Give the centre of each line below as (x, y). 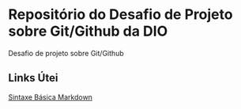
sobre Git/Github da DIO (88, 31)
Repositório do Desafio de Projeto (120, 15)
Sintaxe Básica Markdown (51, 97)
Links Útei (33, 78)
